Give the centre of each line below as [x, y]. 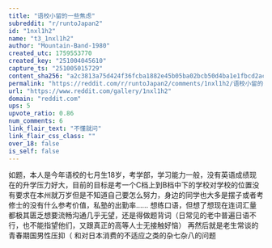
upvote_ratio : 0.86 [41, 114]
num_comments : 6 [36, 121]
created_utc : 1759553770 [50, 53]
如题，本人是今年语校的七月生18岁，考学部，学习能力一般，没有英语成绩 [129, 175]
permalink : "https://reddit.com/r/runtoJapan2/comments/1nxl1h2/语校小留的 [136, 83]
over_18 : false [34, 143]
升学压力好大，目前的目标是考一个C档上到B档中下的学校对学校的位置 [137, 185]
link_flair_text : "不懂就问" [55, 128]
